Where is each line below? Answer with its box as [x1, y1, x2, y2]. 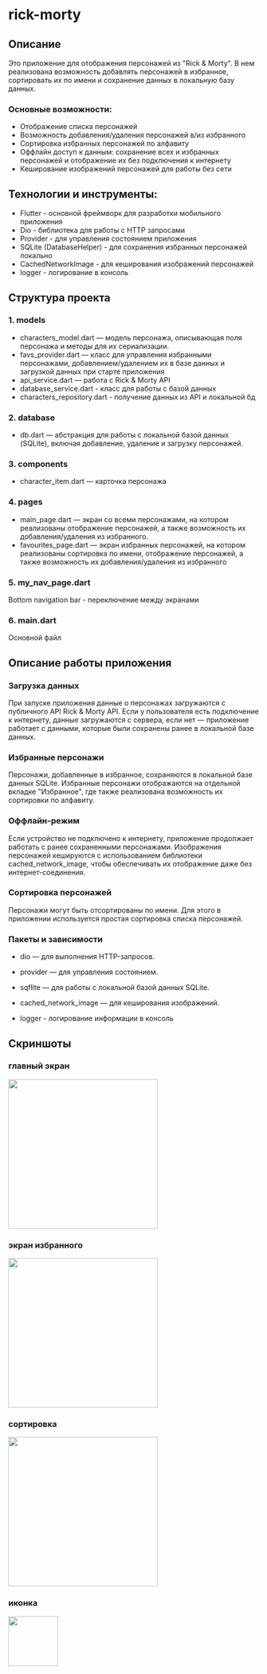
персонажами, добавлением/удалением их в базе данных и [19, 358, 226, 367]
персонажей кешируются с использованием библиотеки [8, 851, 203, 860]
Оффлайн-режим [8, 815, 80, 827]
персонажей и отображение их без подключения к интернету [19, 155, 231, 165]
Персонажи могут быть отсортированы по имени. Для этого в [8, 905, 222, 914]
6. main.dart [8, 615, 57, 626]
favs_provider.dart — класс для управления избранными [19, 349, 212, 360]
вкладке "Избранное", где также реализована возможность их [8, 787, 223, 796]
